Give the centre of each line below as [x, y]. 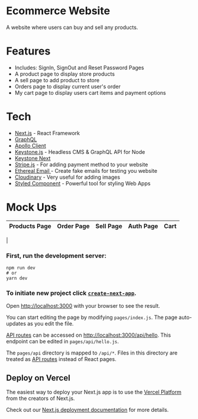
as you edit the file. [51, 324]
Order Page [73, 226]
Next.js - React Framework [47, 133]
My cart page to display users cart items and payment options [90, 92]
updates [16, 324]
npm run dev [21, 268]
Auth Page [143, 226]
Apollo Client [30, 146]
